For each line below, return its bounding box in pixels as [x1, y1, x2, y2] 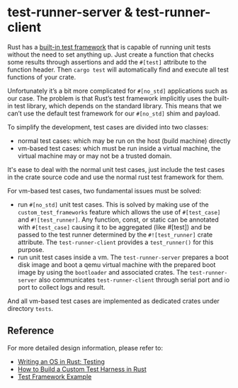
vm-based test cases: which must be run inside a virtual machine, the [17, 144, 221, 152]
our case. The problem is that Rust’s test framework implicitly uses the [7, 93, 212, 103]
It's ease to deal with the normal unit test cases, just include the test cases [7, 165, 225, 173]
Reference [7, 325, 55, 337]
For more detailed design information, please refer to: [7, 343, 163, 352]
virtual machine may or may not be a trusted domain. [17, 152, 172, 160]
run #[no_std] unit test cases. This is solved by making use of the [17, 200, 209, 209]
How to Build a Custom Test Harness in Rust [17, 365, 147, 373]
